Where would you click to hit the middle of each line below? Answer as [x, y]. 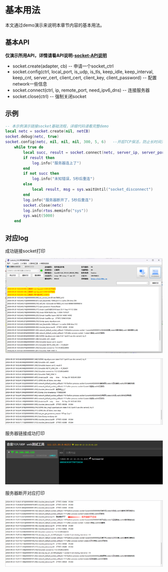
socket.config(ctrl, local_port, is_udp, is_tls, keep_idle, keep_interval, [83, 72]
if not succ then [41, 174]
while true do [29, 147]
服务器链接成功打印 [25, 433]
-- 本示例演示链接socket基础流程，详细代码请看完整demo [57, 126]
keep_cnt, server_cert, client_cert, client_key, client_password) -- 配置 [84, 78]
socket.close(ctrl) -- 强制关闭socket [49, 96]
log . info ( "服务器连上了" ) [56, 163]
